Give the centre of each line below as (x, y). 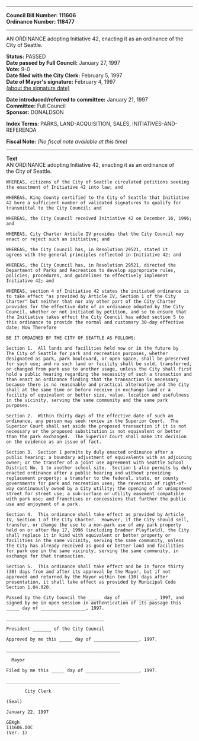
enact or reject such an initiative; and (58, 239)
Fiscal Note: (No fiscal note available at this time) (67, 141)
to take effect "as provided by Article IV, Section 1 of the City (91, 296)
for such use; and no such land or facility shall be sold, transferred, (99, 364)
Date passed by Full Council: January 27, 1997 (63, 63)
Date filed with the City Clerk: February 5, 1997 (64, 75)
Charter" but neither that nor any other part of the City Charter (91, 302)
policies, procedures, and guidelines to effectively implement (87, 275)
